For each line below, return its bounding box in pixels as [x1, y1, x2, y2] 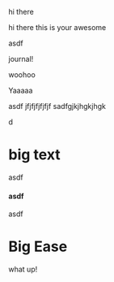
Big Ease [8, 237, 68, 256]
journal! [8, 54, 34, 63]
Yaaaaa [8, 85, 33, 95]
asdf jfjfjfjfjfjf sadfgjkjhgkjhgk [8, 102, 107, 111]
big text [8, 145, 61, 164]
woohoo [8, 70, 36, 80]
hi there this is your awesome [8, 23, 107, 32]
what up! [8, 264, 38, 275]
